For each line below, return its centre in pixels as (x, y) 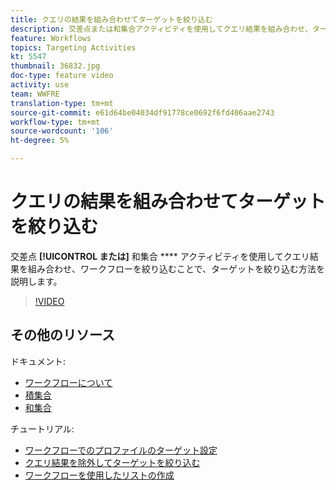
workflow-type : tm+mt (55, 122)
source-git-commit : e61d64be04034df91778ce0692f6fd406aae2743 (142, 112)
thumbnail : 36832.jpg (55, 66)
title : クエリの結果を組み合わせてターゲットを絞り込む (111, 19)
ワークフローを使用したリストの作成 (99, 475)
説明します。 (36, 281)
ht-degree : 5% (40, 141)
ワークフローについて (68, 382)
